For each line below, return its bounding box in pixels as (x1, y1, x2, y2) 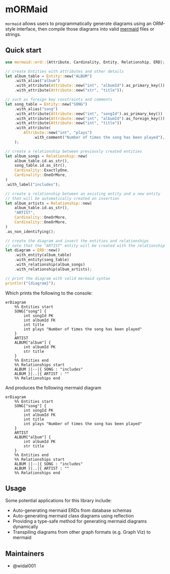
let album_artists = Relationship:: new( (5, 200, 93, 206)
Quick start (5, 46, 42, 55)
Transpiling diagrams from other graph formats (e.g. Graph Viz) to (12, 529, 151, 535)
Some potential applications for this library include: (5, 498, 112, 504)
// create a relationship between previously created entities (5, 149, 143, 154)
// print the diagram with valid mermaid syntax (5, 276, 110, 281)
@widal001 (12, 563, 36, 569)
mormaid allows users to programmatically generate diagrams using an (5, 20, 152, 27)
